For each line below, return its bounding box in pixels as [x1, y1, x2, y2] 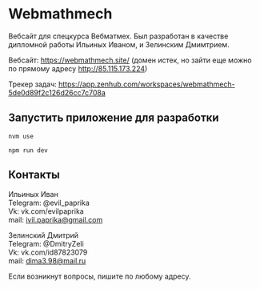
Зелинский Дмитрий [8, 230, 78, 240]
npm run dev [8, 146, 48, 155]
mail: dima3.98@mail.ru [8, 255, 86, 265]
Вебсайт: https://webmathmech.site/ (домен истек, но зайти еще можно [8, 55, 252, 65]
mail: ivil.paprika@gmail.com [8, 215, 103, 224]
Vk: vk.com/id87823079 [8, 247, 88, 257]
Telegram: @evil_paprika [8, 198, 90, 207]
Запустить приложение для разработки [8, 111, 219, 125]
